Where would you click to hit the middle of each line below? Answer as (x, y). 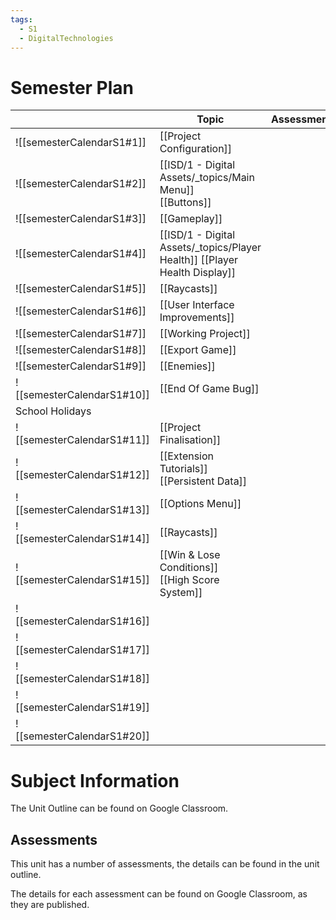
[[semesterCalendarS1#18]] (82, 679)
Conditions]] (189, 568)
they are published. (50, 905)
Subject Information (95, 780)
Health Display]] (197, 273)
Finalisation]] (190, 440)
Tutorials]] (183, 469)
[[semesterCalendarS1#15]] (82, 580)
